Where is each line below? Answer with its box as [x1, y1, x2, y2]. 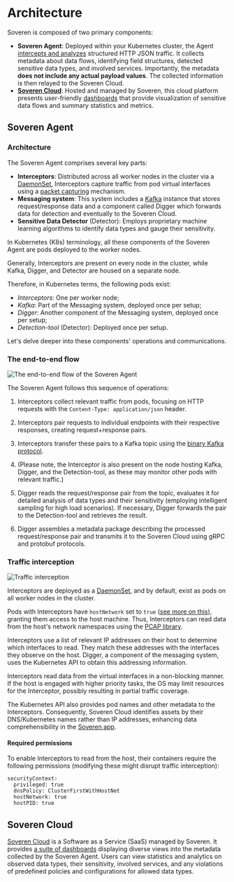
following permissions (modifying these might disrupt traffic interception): [7, 762, 219, 770]
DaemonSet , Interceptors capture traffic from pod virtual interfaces [17, 179, 211, 188]
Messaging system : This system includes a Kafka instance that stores [17, 194, 221, 202]
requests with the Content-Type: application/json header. [17, 404, 187, 413]
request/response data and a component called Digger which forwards [17, 202, 222, 210]
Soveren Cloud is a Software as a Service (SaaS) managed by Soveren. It [7, 837, 218, 846]
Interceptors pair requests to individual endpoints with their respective [17, 418, 220, 427]
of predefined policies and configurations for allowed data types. [7, 867, 194, 876]
